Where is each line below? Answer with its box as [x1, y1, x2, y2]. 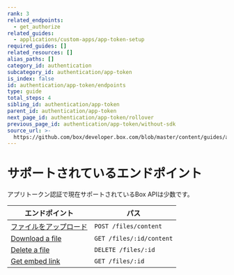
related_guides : [7, 29, 54, 37]
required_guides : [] [7, 43, 68, 50]
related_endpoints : [7, 17, 64, 24]
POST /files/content [94, 223, 162, 230]
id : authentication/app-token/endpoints [7, 82, 127, 89]
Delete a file [10, 245, 50, 255]
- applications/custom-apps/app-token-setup [13, 36, 145, 43]
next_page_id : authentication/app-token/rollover [7, 114, 155, 121]
